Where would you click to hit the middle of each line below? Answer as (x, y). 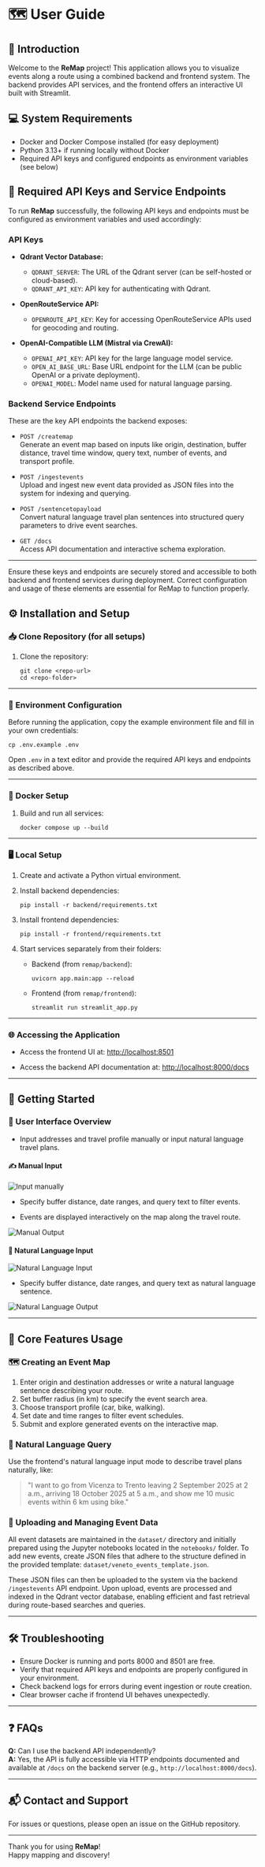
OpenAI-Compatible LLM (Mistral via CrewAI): (96, 342)
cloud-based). (54, 280)
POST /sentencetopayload (60, 510)
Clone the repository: (54, 656)
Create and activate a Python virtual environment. (100, 875)
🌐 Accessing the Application (64, 1035)
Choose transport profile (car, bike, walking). (92, 1407)
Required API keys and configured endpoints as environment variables (134, 159)
